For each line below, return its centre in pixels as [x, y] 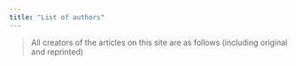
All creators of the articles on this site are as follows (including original [159, 42]
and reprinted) [57, 51]
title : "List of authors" [57, 17]
